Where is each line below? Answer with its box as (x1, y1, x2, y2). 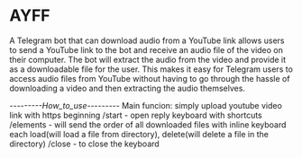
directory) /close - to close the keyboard (9, 138, 160, 149)
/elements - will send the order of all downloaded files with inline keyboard (9, 118, 287, 130)
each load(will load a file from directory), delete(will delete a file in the (9, 128, 269, 139)
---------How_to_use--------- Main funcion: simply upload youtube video (9, 100, 282, 110)
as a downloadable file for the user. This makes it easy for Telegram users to (9, 64, 293, 75)
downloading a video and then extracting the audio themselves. (9, 83, 246, 93)
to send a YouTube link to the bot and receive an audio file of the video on (9, 44, 284, 55)
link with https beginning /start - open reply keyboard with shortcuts (9, 110, 263, 120)
